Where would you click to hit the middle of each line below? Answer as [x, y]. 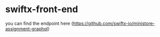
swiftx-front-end [42, 9]
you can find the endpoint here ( [39, 23]
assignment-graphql [27, 28]
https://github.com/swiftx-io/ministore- [114, 23]
